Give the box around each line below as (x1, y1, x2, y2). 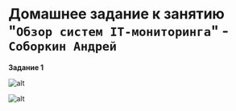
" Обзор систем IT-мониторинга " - (8, 22, 230, 40)
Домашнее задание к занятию (8, 5, 226, 23)
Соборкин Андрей (8, 39, 117, 55)
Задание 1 (8, 62, 44, 72)
